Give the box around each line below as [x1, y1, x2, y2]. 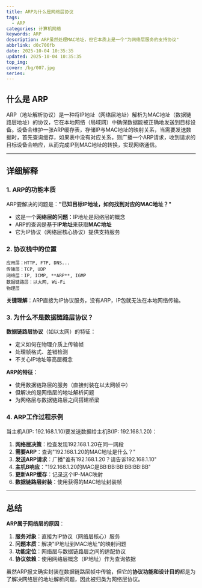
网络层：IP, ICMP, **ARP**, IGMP [6, 273, 87, 279]
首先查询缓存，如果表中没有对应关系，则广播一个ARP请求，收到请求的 [22, 133, 196, 141]
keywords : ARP [6, 31, 42, 37]
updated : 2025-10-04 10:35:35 [6, 54, 82, 60]
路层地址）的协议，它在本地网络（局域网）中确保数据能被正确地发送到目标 [6, 118, 191, 126]
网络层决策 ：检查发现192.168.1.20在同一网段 [14, 440, 124, 448]
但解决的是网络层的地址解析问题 [14, 389, 94, 396]
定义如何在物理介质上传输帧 [14, 341, 84, 348]
